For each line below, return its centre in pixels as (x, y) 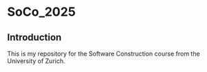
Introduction (34, 37)
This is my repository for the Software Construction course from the (103, 53)
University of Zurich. (36, 61)
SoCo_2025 (41, 12)
